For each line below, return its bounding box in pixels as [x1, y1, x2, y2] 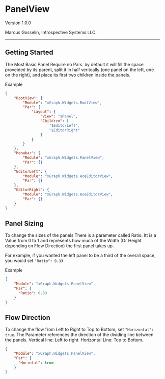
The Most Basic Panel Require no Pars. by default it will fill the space [5, 61, 144, 67]
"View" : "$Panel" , [40, 114, 78, 119]
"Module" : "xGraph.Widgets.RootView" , [23, 100, 102, 105]
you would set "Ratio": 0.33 [5, 258, 64, 264]
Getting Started [5, 48, 54, 57]
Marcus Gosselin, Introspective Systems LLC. [5, 29, 97, 35]
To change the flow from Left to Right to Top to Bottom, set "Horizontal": [5, 327, 154, 333]
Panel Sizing [5, 219, 44, 227]
